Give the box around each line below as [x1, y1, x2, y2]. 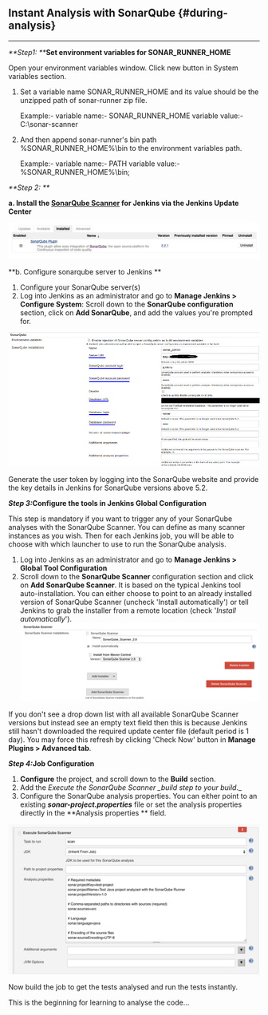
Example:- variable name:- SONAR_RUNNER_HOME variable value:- [19, 111, 243, 120]
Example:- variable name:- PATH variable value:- [19, 159, 180, 168]
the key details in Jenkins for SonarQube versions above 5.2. [8, 483, 208, 492]
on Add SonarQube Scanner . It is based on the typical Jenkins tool [19, 580, 242, 590]
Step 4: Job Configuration [8, 759, 95, 768]
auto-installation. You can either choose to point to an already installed [19, 588, 253, 598]
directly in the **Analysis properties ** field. [19, 808, 167, 818]
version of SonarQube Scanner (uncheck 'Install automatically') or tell [19, 597, 249, 606]
